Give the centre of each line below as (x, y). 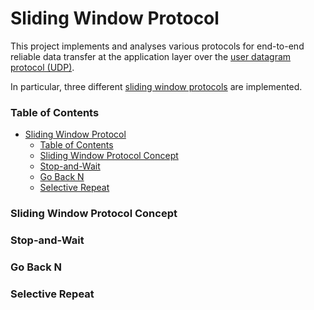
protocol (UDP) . (42, 67)
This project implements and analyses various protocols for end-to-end (157, 46)
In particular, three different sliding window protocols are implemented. (156, 86)
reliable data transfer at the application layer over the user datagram (151, 56)
